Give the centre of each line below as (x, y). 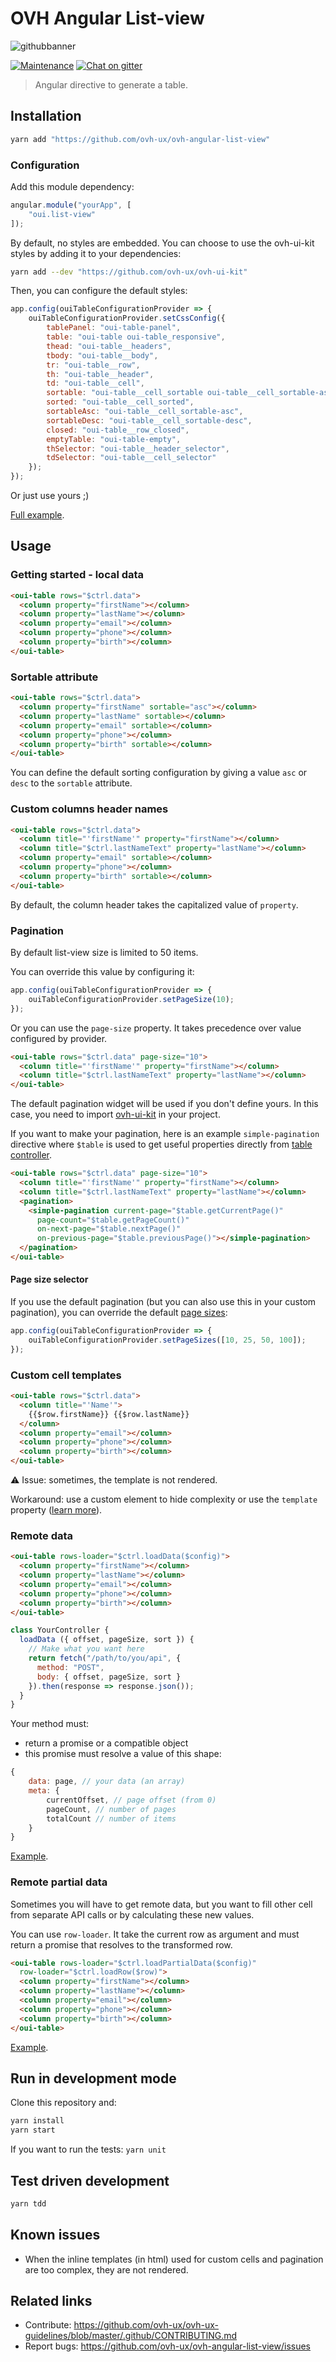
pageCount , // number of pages (111, 1809)
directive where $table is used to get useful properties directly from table (161, 1144)
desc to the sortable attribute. (71, 783)
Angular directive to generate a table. (111, 84)
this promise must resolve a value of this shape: (123, 1754)
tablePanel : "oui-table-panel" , (114, 328)
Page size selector (49, 1279)
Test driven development (90, 2180)
